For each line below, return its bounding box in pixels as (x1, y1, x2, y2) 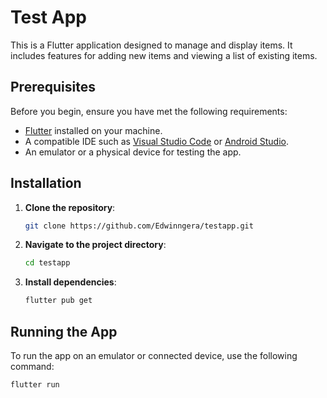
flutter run (10, 380, 60, 390)
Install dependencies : (24, 276, 117, 288)
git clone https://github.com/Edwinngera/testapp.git (24, 221, 254, 231)
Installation (10, 175, 82, 192)
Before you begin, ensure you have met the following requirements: (10, 105, 288, 117)
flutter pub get (24, 296, 93, 306)
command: (10, 361, 55, 372)
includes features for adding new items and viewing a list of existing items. (10, 49, 318, 61)
